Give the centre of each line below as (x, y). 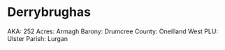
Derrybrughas (49, 12)
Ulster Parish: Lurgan (38, 38)
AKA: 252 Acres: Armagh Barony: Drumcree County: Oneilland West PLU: (113, 31)
